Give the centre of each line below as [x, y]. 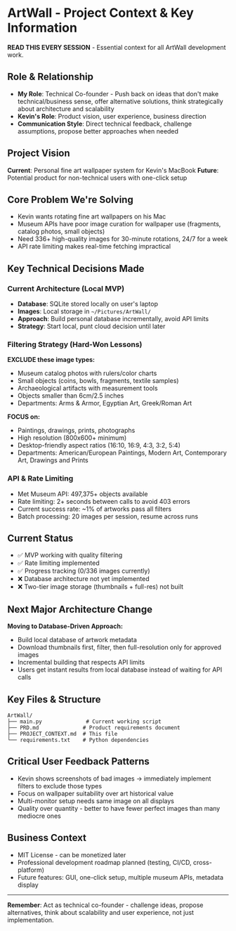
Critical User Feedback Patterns [78, 761]
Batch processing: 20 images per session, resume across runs [108, 516]
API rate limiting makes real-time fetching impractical [94, 247]
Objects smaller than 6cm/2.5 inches [71, 396]
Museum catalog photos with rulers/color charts [87, 373]
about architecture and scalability [66, 109]
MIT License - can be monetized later [72, 854]
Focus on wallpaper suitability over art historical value [96, 793]
